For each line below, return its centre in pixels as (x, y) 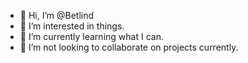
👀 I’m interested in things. (72, 26)
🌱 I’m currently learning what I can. (91, 36)
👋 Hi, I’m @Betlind (57, 15)
